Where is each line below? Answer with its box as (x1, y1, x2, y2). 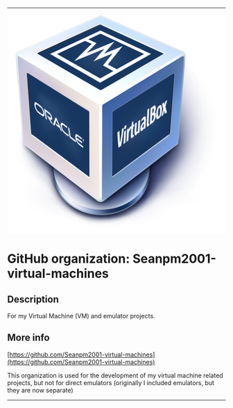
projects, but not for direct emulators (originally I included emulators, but (7, 378, 215, 386)
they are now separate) (7, 386, 74, 394)
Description (7, 293, 59, 305)
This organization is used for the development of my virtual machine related (7, 371, 223, 380)
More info (7, 332, 50, 344)
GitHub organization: (7, 251, 130, 267)
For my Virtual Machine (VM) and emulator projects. (7, 312, 155, 320)
